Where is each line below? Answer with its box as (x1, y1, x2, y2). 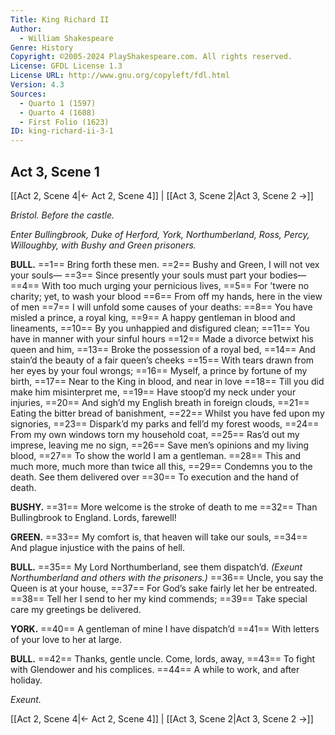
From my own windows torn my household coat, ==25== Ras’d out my (10, 428, 300, 440)
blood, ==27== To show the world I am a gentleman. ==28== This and (10, 449, 302, 461)
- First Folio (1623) (19, 117, 110, 127)
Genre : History (10, 42, 74, 53)
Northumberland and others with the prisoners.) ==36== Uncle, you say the (10, 571, 324, 583)
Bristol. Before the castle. (10, 209, 115, 221)
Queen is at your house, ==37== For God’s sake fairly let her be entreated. (10, 582, 318, 594)
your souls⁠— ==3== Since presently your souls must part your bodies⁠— (10, 269, 307, 281)
